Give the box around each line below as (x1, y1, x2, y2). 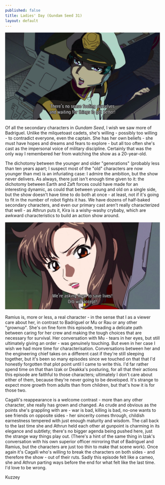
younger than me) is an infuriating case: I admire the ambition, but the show (5, 171, 158, 176)
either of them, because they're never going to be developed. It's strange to (5, 377, 159, 383)
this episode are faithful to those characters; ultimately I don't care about (5, 371, 153, 378)
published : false (5, 8, 41, 13)
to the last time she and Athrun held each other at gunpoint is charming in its (5, 423, 160, 429)
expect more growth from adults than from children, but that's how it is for (5, 382, 155, 388)
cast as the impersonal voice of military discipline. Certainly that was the (5, 145, 152, 151)
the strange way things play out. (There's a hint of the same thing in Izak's (5, 433, 155, 439)
